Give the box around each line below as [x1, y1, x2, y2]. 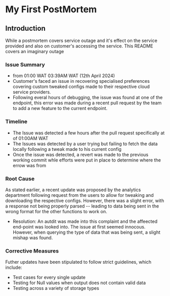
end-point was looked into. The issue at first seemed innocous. [12, 223, 145, 230]
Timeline [5, 118, 28, 125]
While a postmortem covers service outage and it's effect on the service [5, 37, 157, 43]
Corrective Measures [5, 247, 59, 254]
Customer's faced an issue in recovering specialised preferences [12, 78, 150, 84]
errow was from [12, 162, 46, 168]
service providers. [12, 89, 51, 95]
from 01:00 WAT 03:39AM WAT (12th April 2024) [12, 73, 115, 79]
